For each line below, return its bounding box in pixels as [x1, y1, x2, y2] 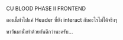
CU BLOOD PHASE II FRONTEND [6, 5, 86, 12]
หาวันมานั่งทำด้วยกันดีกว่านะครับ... [6, 28, 73, 35]
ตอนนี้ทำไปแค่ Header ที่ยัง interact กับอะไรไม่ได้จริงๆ [6, 16, 118, 23]
